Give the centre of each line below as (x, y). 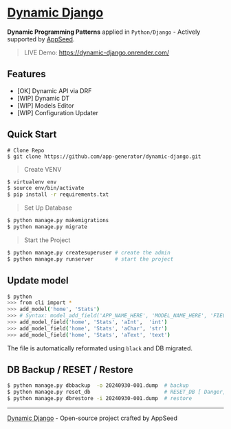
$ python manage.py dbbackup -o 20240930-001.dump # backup (98, 386)
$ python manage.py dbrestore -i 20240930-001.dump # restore (100, 399)
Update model (38, 281)
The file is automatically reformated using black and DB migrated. (100, 348)
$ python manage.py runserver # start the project (90, 259)
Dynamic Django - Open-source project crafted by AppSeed (92, 418)
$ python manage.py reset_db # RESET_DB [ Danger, (117, 392)
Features (26, 74)
